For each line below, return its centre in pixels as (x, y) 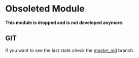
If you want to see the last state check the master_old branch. (70, 50)
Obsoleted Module (45, 9)
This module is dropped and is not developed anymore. (64, 22)
